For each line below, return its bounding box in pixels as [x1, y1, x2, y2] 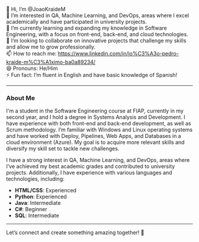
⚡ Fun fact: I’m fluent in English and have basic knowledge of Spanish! [6, 72, 178, 78]
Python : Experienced [14, 193, 67, 201]
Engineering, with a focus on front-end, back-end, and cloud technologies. [6, 31, 188, 38]
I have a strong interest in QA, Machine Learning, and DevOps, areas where [6, 157, 190, 164]
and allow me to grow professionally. [6, 43, 96, 50]
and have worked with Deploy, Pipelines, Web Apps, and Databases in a [6, 133, 182, 140]
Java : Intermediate [14, 199, 61, 206]
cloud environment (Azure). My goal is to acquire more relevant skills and [6, 139, 185, 146]
